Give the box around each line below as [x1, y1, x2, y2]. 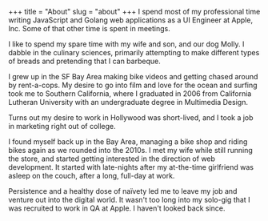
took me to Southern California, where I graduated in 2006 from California [8, 89, 252, 98]
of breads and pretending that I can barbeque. [8, 56, 162, 66]
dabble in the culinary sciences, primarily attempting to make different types [8, 48, 260, 57]
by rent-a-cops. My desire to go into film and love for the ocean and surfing [8, 80, 258, 90]
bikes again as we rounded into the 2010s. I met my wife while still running [8, 146, 254, 155]
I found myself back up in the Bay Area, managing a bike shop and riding [8, 137, 248, 147]
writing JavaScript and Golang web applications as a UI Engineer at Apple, [8, 15, 254, 25]
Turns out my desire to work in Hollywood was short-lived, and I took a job [8, 113, 254, 123]
